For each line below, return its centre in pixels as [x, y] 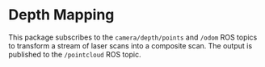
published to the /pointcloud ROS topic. [75, 54]
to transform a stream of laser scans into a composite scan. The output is [130, 45]
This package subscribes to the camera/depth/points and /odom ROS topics [133, 37]
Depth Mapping [61, 15]
